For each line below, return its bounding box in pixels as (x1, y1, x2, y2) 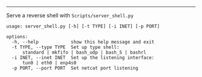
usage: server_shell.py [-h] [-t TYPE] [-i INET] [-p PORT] (6, 23, 161, 29)
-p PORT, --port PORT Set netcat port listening (11, 65, 138, 71)
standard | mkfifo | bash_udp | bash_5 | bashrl (22, 50, 147, 56)
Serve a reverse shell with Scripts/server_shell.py (6, 12, 134, 19)
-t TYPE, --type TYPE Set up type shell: (11, 44, 120, 50)
